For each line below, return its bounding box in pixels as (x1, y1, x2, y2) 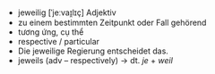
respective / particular (17, 37, 100, 46)
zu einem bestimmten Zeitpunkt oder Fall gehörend (17, 17, 207, 28)
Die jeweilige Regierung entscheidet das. (17, 45, 168, 56)
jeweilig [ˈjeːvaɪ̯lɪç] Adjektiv (17, 7, 116, 18)
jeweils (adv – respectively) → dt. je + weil (17, 55, 173, 65)
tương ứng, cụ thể (17, 27, 84, 37)
